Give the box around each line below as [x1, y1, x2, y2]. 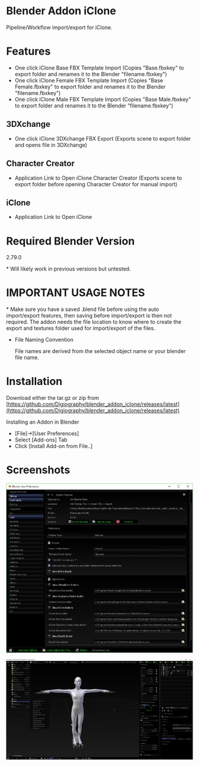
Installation [6, 375, 63, 388]
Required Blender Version [6, 234, 135, 247]
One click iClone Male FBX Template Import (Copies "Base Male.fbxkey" [14, 96, 191, 103]
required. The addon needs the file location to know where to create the [6, 319, 182, 326]
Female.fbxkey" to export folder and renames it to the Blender [14, 83, 166, 90]
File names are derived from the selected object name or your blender [14, 348, 186, 355]
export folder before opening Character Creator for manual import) [14, 180, 178, 187]
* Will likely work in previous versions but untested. [6, 265, 131, 272]
